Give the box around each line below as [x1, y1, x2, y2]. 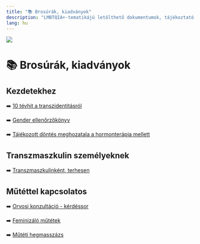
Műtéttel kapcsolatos [6, 186, 87, 197]
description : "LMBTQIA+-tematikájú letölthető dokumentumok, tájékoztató [6, 14, 195, 20]
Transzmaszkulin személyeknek [6, 150, 130, 161]
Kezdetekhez [6, 86, 57, 96]
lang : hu [6, 20, 28, 26]
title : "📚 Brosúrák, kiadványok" [6, 8, 92, 15]
